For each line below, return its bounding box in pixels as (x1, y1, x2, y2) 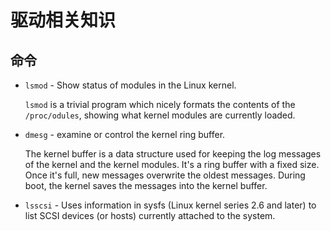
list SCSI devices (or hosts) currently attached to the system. (24, 210, 276, 221)
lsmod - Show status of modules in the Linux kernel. (24, 79, 237, 91)
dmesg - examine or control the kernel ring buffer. (24, 129, 226, 140)
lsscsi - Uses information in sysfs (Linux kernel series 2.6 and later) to (24, 199, 317, 211)
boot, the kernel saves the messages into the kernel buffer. (24, 180, 268, 191)
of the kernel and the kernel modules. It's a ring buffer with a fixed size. (24, 159, 320, 170)
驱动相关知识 (10, 9, 117, 32)
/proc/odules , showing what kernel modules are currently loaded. (24, 109, 296, 121)
